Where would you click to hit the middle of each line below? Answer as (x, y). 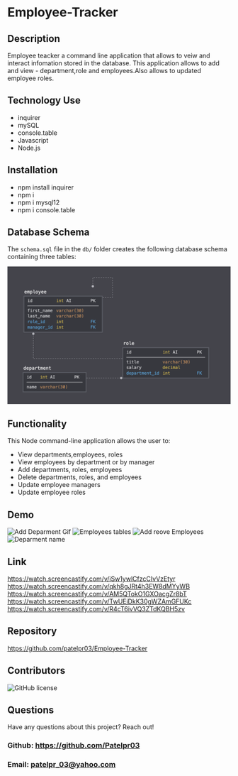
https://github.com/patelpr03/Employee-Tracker (78, 648)
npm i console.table (46, 209)
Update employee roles (52, 492)
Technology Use (44, 100)
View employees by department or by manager (86, 462)
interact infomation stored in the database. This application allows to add (113, 63)
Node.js (29, 148)
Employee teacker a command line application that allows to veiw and (109, 55)
